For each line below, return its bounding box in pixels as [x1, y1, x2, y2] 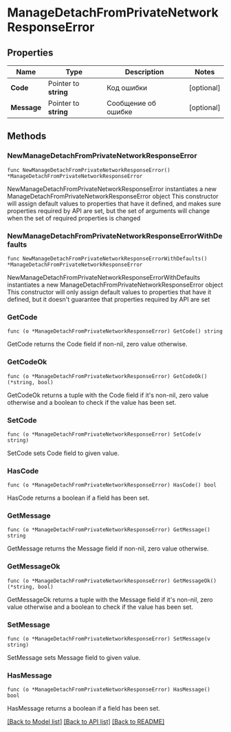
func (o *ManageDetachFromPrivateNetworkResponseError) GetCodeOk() [7, 373, 208, 379]
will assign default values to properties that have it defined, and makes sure [7, 199, 221, 208]
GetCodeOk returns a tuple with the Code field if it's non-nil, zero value [7, 390, 209, 399]
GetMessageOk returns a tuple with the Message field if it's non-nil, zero [7, 595, 213, 603]
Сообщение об [106, 98, 157, 108]
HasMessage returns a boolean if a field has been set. [7, 705, 160, 713]
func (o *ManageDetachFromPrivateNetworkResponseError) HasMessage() [7, 686, 211, 694]
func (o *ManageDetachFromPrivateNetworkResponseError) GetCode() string [7, 328, 223, 335]
